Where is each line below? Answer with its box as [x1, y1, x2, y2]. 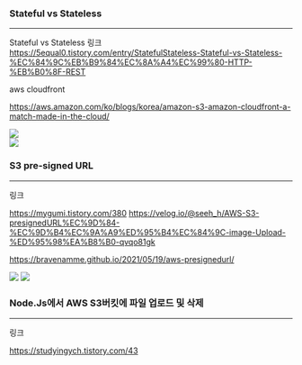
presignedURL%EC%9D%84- [9, 217, 120, 228]
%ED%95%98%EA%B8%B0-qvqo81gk [9, 236, 155, 247]
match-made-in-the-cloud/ [9, 111, 110, 122]
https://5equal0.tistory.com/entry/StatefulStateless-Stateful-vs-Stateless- [9, 48, 283, 59]
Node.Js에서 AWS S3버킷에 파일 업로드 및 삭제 [9, 297, 204, 309]
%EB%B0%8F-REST [9, 67, 86, 78]
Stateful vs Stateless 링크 [9, 37, 102, 48]
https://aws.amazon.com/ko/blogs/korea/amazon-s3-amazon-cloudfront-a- [9, 102, 291, 113]
